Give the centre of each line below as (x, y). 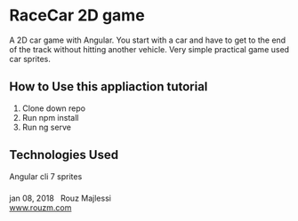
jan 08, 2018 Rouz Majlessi (60, 198)
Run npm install (50, 117)
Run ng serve (46, 127)
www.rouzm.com (40, 208)
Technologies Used (64, 155)
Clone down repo (54, 108)
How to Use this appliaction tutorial (109, 87)
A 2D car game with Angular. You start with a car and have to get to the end (148, 40)
